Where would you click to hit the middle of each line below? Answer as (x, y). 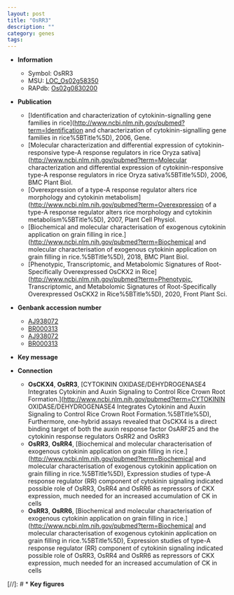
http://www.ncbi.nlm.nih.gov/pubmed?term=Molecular (109, 160)
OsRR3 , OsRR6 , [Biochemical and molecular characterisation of (120, 511)
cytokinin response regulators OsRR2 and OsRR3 (98, 437)
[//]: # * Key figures (36, 584)
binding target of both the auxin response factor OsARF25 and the (123, 429)
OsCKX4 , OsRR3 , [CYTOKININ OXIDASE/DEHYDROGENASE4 (117, 384)
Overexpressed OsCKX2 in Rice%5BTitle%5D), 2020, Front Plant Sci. (128, 294)
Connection (35, 371)
